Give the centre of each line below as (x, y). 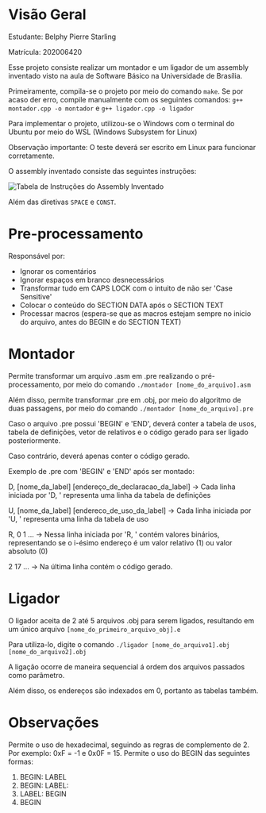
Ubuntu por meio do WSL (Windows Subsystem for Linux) (103, 132)
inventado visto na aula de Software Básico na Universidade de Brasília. (125, 75)
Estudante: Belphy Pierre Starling (62, 37)
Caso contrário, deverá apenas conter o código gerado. (99, 456)
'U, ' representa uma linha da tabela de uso (79, 518)
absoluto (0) (28, 551)
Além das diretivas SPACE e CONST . (62, 202)
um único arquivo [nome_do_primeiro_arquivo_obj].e (94, 629)
